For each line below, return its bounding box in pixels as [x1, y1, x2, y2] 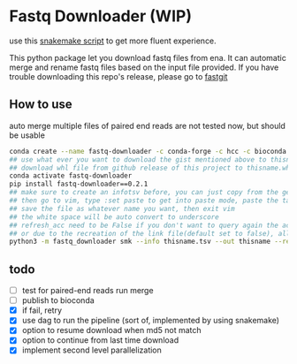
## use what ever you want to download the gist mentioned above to [9, 155, 267, 164]
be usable [9, 130, 46, 140]
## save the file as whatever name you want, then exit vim [9, 204, 236, 213]
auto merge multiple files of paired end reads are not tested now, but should [9, 120, 286, 131]
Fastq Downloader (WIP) [9, 6, 193, 27]
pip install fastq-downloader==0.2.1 [9, 179, 148, 189]
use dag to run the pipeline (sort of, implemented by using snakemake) [21, 315, 280, 326]
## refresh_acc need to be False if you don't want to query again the [9, 221, 278, 230]
